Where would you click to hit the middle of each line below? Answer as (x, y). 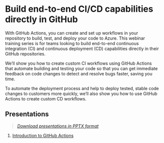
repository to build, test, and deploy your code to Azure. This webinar (75, 38)
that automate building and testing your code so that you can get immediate (82, 68)
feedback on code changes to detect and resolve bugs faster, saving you (79, 73)
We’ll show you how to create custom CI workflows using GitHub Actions (79, 63)
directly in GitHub (42, 19)
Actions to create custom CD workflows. (46, 98)
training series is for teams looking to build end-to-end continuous (72, 43)
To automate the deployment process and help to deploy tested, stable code (82, 88)
